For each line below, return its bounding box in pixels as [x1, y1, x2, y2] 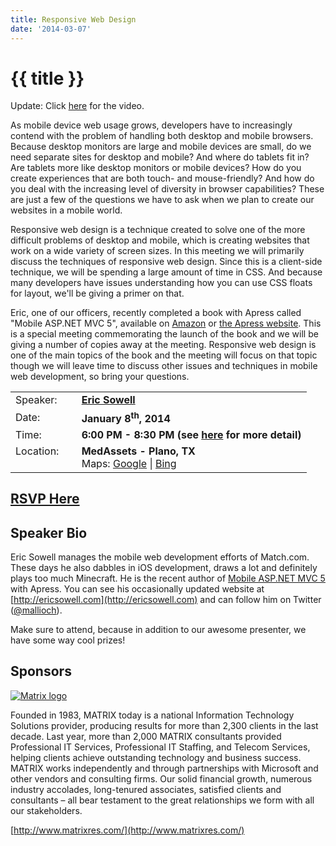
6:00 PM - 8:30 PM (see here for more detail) [81, 427, 302, 441]
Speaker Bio [10, 524, 88, 541]
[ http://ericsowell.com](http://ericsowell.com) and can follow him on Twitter [10, 593, 322, 605]
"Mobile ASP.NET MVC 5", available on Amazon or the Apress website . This [10, 317, 322, 330]
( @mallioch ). [10, 604, 63, 616]
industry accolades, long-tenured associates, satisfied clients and [10, 783, 282, 795]
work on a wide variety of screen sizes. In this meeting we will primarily [10, 245, 305, 257]
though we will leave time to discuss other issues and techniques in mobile [10, 360, 318, 372]
